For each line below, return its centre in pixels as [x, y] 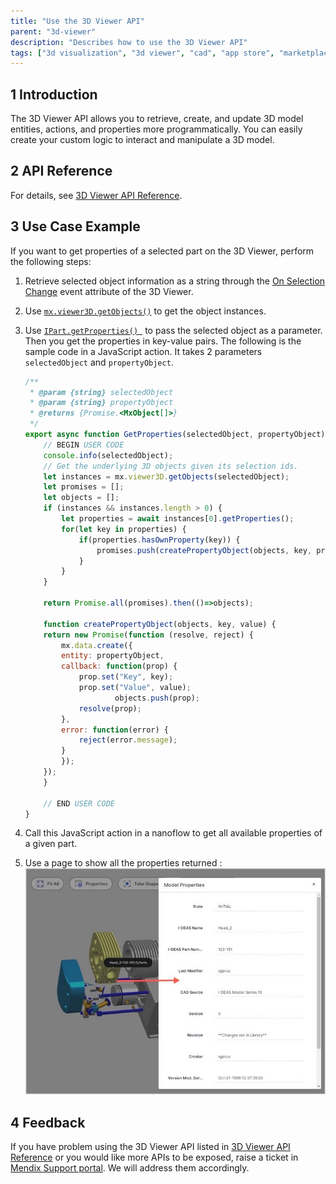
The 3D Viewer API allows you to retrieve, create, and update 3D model [157, 119]
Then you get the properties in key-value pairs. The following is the [163, 341]
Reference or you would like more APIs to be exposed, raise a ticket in [154, 1157]
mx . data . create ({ [97, 645]
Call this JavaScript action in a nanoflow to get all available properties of [173, 833]
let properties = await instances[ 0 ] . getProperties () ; [178, 519]
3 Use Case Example [75, 226]
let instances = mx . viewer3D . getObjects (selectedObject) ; [166, 476]
